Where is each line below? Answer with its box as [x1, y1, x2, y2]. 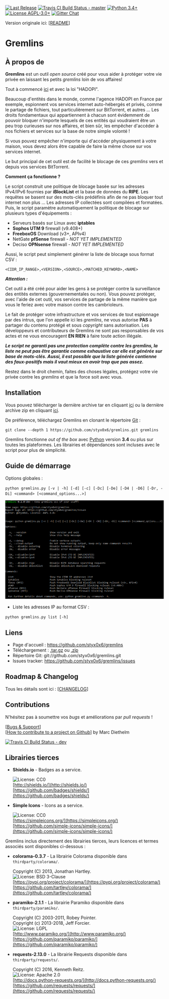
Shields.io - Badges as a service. [12, 767, 82, 773]
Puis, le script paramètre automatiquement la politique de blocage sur [5, 205, 150, 211]
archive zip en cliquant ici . [5, 407, 59, 413]
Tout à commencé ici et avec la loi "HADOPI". [5, 86, 99, 92]
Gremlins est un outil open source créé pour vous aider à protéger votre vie [5, 71, 162, 77]
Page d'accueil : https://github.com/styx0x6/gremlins [12, 642, 123, 648]
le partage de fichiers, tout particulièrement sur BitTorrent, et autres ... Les [5, 107, 159, 113]
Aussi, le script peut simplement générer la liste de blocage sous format [5, 251, 154, 257]
